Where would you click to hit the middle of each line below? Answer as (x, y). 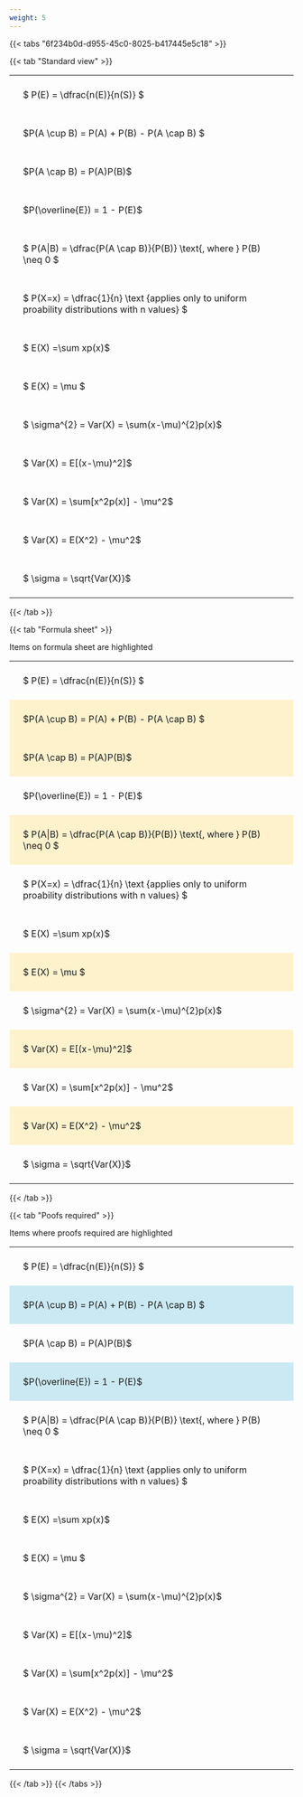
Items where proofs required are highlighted (91, 1232)
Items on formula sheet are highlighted (81, 646)
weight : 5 (28, 18)
